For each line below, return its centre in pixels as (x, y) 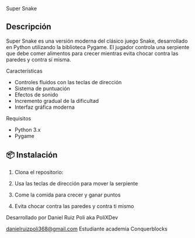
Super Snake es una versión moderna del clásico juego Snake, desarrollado (97, 41)
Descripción (29, 27)
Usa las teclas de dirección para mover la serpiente (76, 183)
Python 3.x (27, 130)
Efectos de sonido (36, 94)
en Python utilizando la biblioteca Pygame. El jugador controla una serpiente (98, 47)
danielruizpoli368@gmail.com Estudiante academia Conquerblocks (87, 229)
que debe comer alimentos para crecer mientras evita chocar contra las (92, 53)
